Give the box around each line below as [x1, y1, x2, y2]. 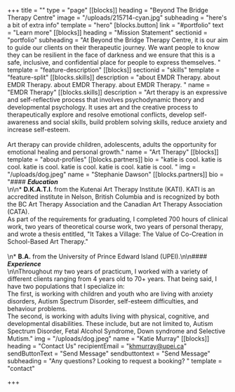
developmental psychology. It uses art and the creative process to [7, 103, 199, 111]
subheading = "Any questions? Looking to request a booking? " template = [7, 357, 222, 365]
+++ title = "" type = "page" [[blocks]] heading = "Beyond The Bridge [7, 6, 208, 14]
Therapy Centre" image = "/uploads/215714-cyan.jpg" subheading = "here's [7, 13, 227, 22]
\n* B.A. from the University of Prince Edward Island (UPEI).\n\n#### [7, 252, 208, 261]
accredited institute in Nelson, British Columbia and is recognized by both [7, 192, 220, 201]
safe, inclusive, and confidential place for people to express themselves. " [7, 58, 221, 66]
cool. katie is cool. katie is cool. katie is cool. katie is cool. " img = [7, 163, 196, 171]
